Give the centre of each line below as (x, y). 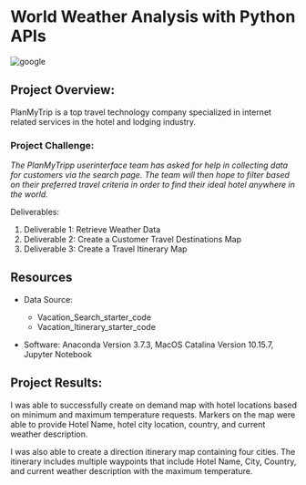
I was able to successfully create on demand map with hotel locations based (154, 405)
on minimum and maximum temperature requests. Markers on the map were (153, 414)
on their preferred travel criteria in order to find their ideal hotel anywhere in (153, 185)
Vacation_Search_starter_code (94, 317)
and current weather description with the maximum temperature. (132, 470)
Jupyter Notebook (57, 354)
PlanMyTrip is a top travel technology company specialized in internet (141, 112)
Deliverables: (35, 212)
